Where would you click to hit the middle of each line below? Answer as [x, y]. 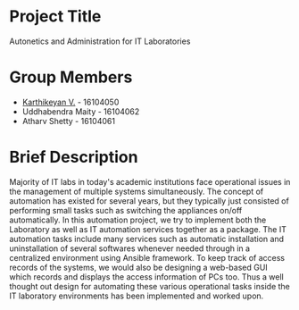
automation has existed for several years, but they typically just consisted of [149, 201]
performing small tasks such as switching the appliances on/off [126, 210]
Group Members [71, 77]
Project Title [55, 17]
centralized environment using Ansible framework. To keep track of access [147, 257]
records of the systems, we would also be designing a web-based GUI [138, 267]
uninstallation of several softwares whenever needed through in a [130, 248]
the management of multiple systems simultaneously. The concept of [137, 191]
